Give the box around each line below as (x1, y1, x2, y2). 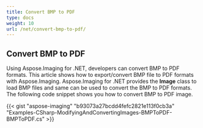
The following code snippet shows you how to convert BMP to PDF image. (6, 91, 193, 98)
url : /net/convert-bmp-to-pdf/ (6, 26, 86, 32)
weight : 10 (6, 20, 34, 26)
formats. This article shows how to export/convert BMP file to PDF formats (6, 71, 194, 79)
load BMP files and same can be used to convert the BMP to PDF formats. (6, 84, 193, 91)
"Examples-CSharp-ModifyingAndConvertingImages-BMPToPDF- (6, 109, 172, 116)
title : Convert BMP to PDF (6, 9, 75, 15)
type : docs (6, 15, 34, 21)
